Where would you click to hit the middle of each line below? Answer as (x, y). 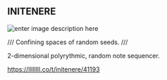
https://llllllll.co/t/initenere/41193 (54, 69)
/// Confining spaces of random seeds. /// (68, 42)
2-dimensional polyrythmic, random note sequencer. (83, 55)
